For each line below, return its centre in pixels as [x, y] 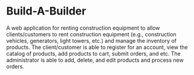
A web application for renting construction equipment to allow [83, 28]
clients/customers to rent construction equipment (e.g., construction [91, 34]
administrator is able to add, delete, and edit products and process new [95, 60]
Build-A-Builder [46, 11]
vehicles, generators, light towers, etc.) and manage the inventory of [92, 41]
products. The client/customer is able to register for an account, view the [97, 47]
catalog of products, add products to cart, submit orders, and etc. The [94, 53]
